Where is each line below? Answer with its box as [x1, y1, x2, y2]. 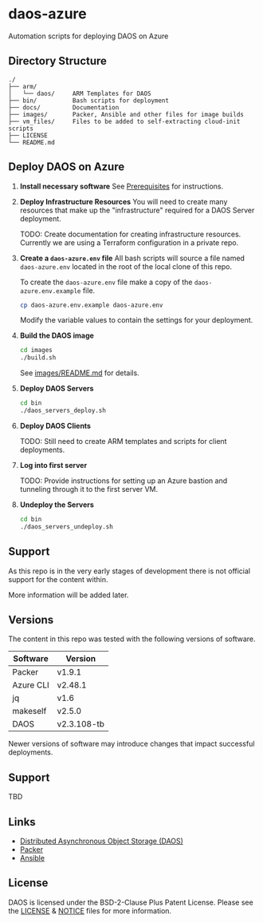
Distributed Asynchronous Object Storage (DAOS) [19, 836, 183, 846]
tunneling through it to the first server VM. [19, 484, 159, 493]
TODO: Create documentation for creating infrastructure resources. [19, 229, 241, 239]
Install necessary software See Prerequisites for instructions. [19, 181, 224, 191]
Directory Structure [8, 54, 108, 68]
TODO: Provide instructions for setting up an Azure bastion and [19, 476, 228, 485]
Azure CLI [12, 679, 49, 691]
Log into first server [19, 460, 88, 469]
